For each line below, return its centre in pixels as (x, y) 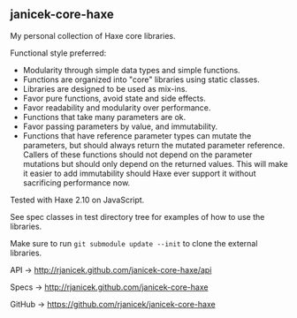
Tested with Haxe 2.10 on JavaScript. (77, 200)
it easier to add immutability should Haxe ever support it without (139, 173)
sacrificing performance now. (76, 182)
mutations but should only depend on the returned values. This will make (155, 163)
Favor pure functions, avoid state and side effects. (114, 98)
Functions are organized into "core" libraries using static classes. (141, 79)
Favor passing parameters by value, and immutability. (120, 126)
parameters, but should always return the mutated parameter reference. (154, 145)
